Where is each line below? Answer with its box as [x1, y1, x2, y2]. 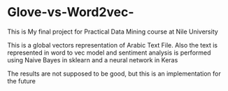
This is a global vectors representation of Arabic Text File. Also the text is [7, 41, 218, 49]
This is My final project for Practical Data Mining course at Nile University [7, 27, 218, 36]
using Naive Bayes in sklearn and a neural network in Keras [7, 55, 178, 64]
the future [7, 76, 36, 85]
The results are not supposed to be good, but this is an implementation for [7, 69, 222, 78]
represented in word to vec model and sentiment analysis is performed [7, 48, 211, 57]
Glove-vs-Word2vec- [7, 4, 134, 20]
